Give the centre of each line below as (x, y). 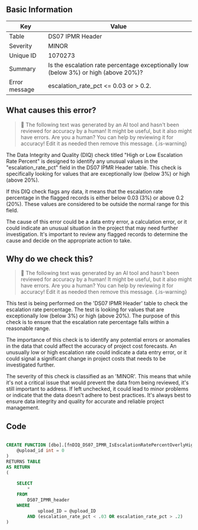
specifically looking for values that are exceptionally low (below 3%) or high (98, 174)
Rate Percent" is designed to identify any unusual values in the (82, 161)
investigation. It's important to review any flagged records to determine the (97, 234)
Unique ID (23, 55)
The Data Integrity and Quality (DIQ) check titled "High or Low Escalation (94, 155)
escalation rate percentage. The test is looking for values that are (85, 310)
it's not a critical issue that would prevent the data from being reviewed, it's (98, 382)
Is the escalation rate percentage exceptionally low (118, 65)
